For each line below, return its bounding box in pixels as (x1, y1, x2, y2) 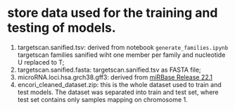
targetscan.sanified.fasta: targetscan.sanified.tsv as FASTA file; (17, 65, 202, 74)
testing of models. (7, 20, 116, 36)
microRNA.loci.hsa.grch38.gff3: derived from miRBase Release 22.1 (17, 72, 213, 81)
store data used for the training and (7, 5, 218, 21)
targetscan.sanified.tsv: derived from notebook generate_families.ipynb (17, 43, 229, 51)
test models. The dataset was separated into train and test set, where (17, 88, 219, 96)
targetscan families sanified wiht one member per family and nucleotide (17, 51, 226, 59)
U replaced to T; (17, 58, 65, 66)
